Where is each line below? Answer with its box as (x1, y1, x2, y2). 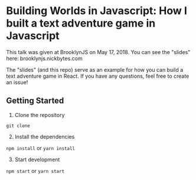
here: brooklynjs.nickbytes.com (6, 55, 83, 62)
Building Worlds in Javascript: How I (6, 4, 188, 18)
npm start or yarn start (6, 167, 65, 174)
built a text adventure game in (6, 16, 156, 30)
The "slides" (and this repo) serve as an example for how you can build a (6, 66, 184, 73)
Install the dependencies (14, 133, 75, 140)
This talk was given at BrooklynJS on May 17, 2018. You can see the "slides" (6, 48, 191, 55)
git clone (6, 122, 31, 129)
